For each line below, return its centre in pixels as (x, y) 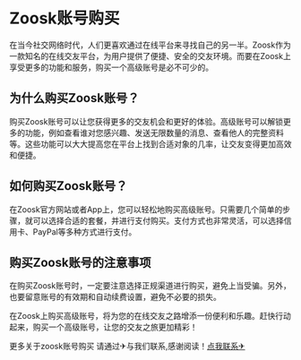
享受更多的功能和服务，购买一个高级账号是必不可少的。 (111, 67)
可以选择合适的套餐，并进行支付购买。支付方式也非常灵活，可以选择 (158, 220)
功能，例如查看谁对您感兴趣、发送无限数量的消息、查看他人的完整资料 (154, 133)
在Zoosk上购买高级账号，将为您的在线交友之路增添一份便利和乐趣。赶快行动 (150, 316)
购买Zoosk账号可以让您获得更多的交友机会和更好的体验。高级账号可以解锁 (146, 121)
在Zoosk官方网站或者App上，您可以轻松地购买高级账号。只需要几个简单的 (146, 209)
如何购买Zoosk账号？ (69, 186)
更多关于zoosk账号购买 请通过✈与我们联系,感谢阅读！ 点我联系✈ (127, 347)
